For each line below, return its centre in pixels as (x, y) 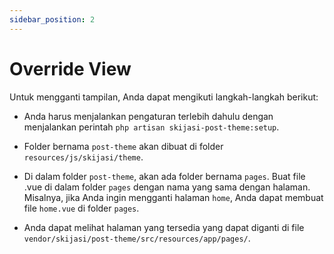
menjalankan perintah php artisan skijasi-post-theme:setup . (151, 127)
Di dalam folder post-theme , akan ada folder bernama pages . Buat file (164, 176)
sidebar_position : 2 (52, 19)
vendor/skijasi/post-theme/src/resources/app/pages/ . (137, 238)
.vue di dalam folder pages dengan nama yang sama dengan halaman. (167, 187)
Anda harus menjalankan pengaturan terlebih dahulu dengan (148, 116)
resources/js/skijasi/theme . (83, 157)
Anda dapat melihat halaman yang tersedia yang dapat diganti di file (164, 227)
